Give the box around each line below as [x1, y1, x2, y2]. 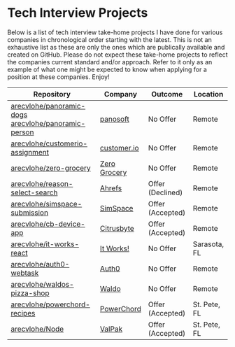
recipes [10, 308, 36, 318]
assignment [10, 147, 50, 157]
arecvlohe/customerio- [10, 139, 88, 148]
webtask [10, 268, 39, 278]
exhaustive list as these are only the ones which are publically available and [7, 43, 225, 51]
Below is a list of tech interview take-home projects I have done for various [7, 28, 223, 36]
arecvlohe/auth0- [10, 259, 70, 269]
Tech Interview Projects [7, 5, 148, 21]
